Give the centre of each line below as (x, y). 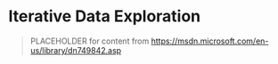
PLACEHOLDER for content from (90, 41)
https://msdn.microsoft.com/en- (210, 41)
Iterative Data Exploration (105, 16)
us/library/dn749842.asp (76, 50)
